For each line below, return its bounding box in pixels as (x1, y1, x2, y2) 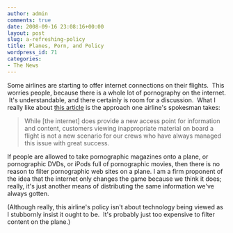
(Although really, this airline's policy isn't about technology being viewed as (7, 202, 224, 211)
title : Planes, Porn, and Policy (7, 42, 104, 49)
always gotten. (7, 189, 50, 198)
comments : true (7, 17, 51, 24)
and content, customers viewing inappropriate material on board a (24, 124, 214, 132)
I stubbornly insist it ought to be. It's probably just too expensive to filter (7, 210, 216, 218)
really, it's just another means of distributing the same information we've (7, 182, 214, 190)
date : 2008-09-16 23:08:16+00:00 (7, 23, 104, 30)
